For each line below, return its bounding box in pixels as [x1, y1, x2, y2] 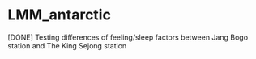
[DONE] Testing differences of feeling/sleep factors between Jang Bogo [7, 32, 249, 42]
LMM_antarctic [7, 6, 111, 24]
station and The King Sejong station [7, 40, 127, 50]
